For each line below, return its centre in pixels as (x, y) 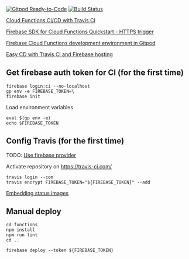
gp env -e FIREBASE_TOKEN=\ (40, 91)
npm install (20, 230)
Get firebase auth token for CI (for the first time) (95, 73)
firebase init (23, 96)
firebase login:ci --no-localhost (48, 86)
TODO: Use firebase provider (41, 155)
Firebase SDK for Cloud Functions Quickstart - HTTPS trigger (80, 32)
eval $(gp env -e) (28, 118)
